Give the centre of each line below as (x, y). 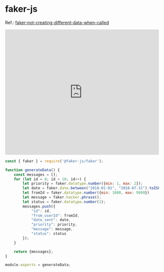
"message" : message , (52, 229)
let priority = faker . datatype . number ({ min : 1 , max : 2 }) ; (83, 184)
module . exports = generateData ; (38, 265)
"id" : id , (41, 211)
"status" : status (49, 234)
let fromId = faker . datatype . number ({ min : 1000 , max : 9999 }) (86, 193)
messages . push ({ (39, 206)
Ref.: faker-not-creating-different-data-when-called (57, 23)
